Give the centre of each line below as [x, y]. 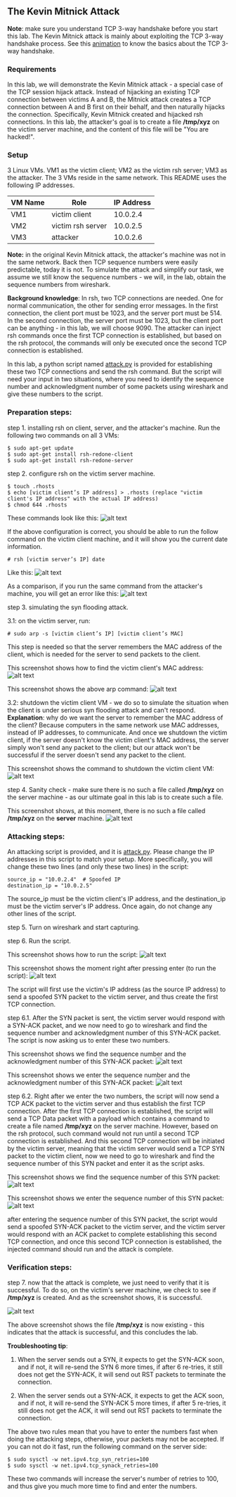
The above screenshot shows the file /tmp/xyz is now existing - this [106, 1325]
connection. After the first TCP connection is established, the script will [110, 1111]
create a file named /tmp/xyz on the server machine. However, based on [113, 1126]
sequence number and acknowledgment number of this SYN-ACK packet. [114, 1033]
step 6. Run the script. [39, 941]
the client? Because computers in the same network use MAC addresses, [113, 725]
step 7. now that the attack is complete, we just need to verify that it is [108, 1282]
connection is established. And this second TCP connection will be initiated [116, 1141]
